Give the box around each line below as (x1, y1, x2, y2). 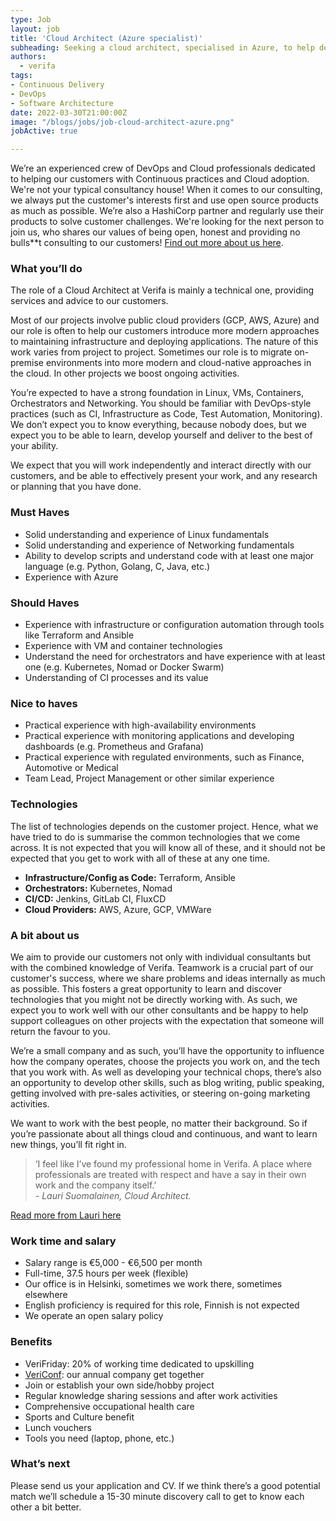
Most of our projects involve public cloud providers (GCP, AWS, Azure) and (10, 314, 320, 326)
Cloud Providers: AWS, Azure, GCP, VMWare (24, 903, 212, 915)
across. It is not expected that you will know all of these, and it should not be (10, 841, 326, 853)
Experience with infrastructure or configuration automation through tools (24, 619, 325, 631)
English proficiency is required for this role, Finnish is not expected (24, 1299, 300, 1311)
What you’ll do (10, 262, 83, 276)
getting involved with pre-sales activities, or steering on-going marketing (10, 1087, 311, 1099)
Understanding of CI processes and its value (24, 672, 209, 684)
